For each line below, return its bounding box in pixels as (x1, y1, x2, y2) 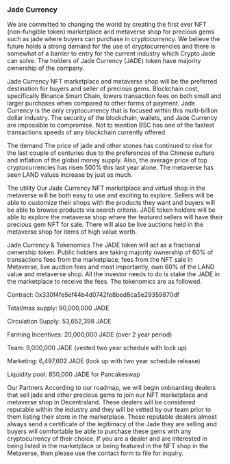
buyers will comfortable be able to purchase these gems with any (7, 427, 192, 436)
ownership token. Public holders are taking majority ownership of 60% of (7, 248, 214, 256)
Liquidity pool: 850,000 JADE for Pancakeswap (7, 370, 140, 378)
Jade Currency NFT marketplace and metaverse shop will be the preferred (7, 77, 218, 86)
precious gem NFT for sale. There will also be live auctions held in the (7, 221, 204, 229)
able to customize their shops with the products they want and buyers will (7, 199, 216, 207)
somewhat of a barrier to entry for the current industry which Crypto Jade (7, 49, 216, 58)
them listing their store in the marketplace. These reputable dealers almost (7, 413, 217, 421)
